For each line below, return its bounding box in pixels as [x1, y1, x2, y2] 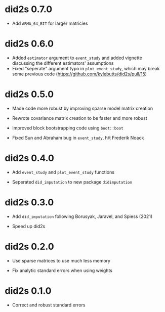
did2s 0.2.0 [5, 241, 54, 252]
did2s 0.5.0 [5, 88, 54, 100]
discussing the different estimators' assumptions [12, 60, 114, 66]
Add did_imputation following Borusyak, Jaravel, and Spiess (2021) [12, 213, 153, 219]
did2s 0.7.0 [5, 4, 53, 15]
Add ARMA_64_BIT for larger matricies [12, 20, 88, 26]
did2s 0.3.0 [5, 196, 54, 208]
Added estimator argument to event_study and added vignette [12, 55, 142, 61]
